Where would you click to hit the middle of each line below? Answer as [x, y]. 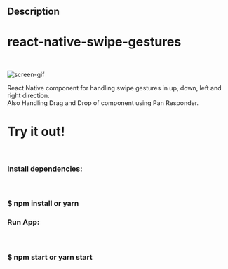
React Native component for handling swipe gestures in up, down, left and [115, 88]
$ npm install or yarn [43, 204]
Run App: [24, 222]
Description [33, 12]
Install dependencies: [45, 169]
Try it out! [36, 131]
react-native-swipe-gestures [94, 42]
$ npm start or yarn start [50, 257]
